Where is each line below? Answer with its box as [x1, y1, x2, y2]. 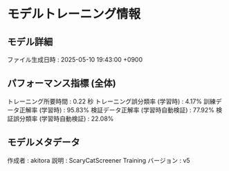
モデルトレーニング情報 [7, 6, 141, 22]
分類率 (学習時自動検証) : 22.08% [19, 114, 114, 123]
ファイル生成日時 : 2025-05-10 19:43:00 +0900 [7, 56, 143, 63]
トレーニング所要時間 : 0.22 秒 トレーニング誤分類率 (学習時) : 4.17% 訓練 [7, 97, 217, 105]
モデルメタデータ [7, 137, 80, 148]
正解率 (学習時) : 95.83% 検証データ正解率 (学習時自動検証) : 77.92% [19, 105, 214, 114]
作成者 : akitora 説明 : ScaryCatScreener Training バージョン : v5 [7, 156, 190, 164]
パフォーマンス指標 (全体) [7, 77, 116, 90]
